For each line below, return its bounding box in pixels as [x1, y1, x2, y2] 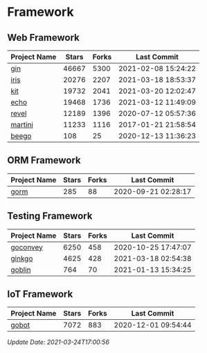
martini [10, 120, 33, 129]
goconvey [10, 242, 44, 252]
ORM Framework [7, 155, 81, 166]
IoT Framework [7, 288, 73, 300]
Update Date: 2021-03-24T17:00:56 [7, 338, 109, 346]
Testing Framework [7, 210, 93, 222]
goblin [10, 265, 31, 274]
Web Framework [7, 32, 80, 44]
